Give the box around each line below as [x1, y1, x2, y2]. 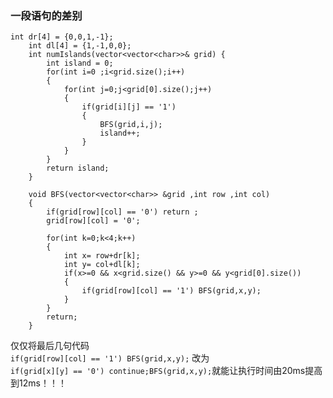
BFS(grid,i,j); [99, 120, 163, 130]
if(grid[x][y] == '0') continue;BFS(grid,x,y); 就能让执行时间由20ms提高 [10, 365, 323, 377]
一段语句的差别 [10, 8, 83, 22]
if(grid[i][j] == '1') [81, 102, 177, 112]
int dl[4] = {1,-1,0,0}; [28, 41, 132, 51]
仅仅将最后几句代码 [10, 340, 90, 352]
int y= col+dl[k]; [63, 260, 141, 270]
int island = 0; [46, 58, 114, 69]
